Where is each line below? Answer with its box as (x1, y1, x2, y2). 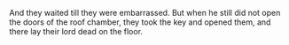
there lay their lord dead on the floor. (9, 26, 144, 36)
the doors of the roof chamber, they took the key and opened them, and (9, 17, 271, 27)
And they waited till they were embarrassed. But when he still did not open (9, 8, 281, 18)
